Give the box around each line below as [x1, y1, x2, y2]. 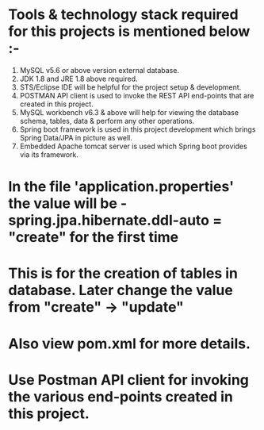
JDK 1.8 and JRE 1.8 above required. [19, 74, 138, 83]
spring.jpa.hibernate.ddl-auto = [8, 212, 223, 229]
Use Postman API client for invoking [8, 370, 250, 389]
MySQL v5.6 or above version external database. [19, 65, 180, 75]
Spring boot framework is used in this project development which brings [19, 125, 256, 134]
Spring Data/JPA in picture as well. [19, 132, 133, 142]
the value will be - [8, 194, 128, 213]
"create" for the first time [8, 228, 179, 247]
